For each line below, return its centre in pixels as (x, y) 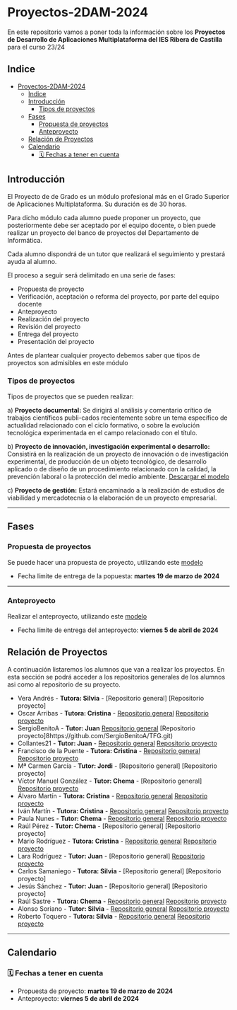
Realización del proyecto (53, 319)
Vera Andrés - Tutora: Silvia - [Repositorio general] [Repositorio (111, 698)
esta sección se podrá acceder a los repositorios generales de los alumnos (116, 677)
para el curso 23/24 (36, 47)
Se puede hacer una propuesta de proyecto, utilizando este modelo (105, 562)
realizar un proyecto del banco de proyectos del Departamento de (103, 233)
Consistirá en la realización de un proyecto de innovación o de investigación (118, 454)
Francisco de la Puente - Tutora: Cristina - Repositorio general (109, 750)
